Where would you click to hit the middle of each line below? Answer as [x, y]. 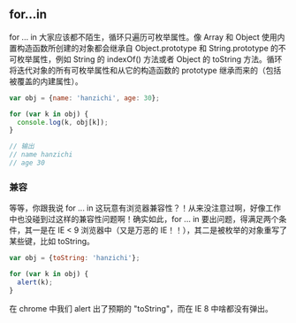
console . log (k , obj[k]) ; [63, 122]
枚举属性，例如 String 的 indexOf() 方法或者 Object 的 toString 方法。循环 [149, 59]
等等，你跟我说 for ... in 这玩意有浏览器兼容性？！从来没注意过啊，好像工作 [145, 208]
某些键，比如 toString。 [52, 242]
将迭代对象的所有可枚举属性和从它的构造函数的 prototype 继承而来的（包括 [145, 70]
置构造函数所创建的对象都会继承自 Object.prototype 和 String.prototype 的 [144, 48]
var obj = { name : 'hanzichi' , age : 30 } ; [85, 98]
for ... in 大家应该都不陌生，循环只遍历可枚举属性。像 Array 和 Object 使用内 [147, 37]
